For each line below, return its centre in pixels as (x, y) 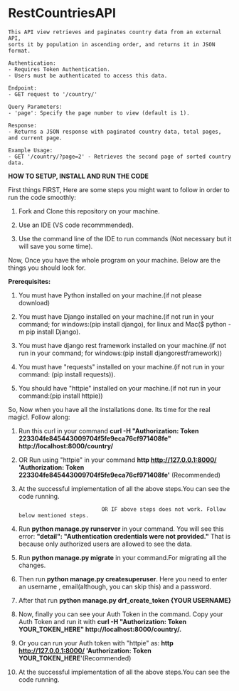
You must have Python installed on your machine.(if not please (110, 295)
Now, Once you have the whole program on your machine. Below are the (115, 260)
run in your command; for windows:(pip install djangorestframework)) (120, 353)
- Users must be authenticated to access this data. (88, 75)
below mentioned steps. (54, 515)
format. (20, 51)
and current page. (35, 138)
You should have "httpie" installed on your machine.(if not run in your (119, 388)
